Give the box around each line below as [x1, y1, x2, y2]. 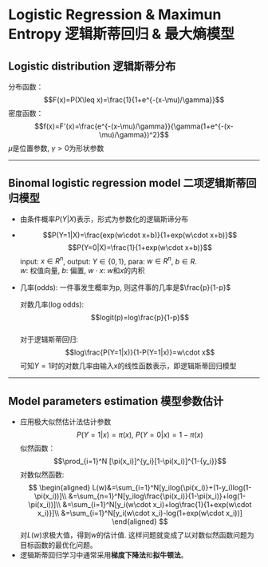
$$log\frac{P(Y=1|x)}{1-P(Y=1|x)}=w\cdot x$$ [65, 347, 215, 357]
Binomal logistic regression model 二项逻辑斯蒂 [8, 176, 246, 190]
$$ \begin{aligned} [28, 483, 91, 493]
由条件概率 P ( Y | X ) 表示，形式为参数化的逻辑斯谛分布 [19, 214, 189, 224]
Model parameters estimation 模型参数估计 [8, 394, 224, 408]
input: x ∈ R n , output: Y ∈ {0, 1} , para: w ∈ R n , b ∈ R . [19, 255, 197, 266]
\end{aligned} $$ [111, 517, 168, 526]
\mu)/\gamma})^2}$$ [99, 130, 169, 139]
